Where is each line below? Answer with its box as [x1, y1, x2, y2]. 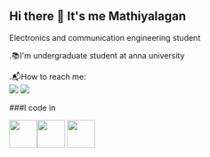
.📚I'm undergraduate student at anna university [9, 50, 185, 60]
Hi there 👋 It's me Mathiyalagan [9, 9, 187, 24]
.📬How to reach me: [9, 71, 86, 82]
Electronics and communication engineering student [9, 32, 201, 43]
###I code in [9, 102, 56, 113]
